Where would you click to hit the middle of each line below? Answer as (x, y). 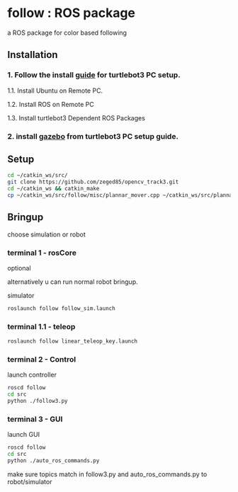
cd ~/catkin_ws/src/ (38, 176)
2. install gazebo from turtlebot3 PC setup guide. (93, 136)
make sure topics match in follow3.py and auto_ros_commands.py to (107, 474)
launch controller (32, 375)
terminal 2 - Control (42, 359)
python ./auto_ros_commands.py (53, 460)
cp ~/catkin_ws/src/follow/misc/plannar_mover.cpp (84, 195)
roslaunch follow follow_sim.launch (61, 308)
